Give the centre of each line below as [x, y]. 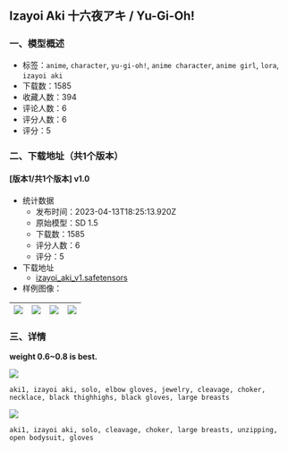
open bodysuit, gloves [51, 438]
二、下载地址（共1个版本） [66, 156]
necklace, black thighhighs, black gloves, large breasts [119, 398]
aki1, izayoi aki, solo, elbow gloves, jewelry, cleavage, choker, [138, 390]
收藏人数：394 [50, 97]
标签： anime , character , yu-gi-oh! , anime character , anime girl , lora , [151, 64]
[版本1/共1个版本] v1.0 [50, 179]
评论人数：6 [44, 108]
